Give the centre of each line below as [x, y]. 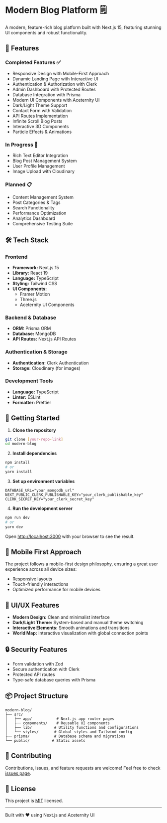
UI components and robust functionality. [46, 32]
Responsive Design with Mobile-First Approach [61, 73]
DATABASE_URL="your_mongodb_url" [40, 490]
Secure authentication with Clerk [46, 669]
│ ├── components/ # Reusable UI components [58, 723]
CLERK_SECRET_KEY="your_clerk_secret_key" [50, 499]
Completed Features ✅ [33, 62]
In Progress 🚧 [22, 145]
